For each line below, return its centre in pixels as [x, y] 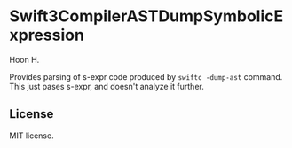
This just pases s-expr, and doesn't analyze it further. [107, 86]
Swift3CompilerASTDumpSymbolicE [146, 16]
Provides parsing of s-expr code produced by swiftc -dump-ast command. [146, 76]
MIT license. [32, 136]
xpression [47, 35]
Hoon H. [24, 59]
